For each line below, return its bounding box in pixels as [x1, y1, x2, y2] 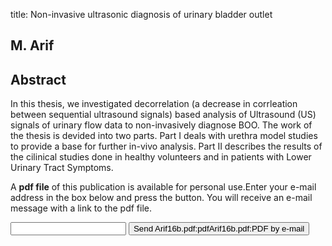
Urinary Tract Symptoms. [10, 162, 114, 174]
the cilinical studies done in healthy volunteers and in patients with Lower [10, 151, 312, 163]
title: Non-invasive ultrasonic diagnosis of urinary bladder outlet [10, 9, 273, 20]
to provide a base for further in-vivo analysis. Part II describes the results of [10, 140, 323, 153]
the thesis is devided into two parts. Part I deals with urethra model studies [10, 130, 318, 142]
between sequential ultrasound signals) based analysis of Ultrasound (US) [10, 109, 317, 121]
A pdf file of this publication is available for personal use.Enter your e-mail [10, 181, 317, 193]
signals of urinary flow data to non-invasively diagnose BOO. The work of [10, 119, 313, 131]
